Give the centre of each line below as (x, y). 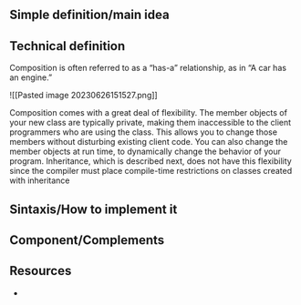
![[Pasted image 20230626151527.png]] (83, 96)
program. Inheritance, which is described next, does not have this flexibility (150, 161)
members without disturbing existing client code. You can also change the (149, 142)
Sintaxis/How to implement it (93, 209)
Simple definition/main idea (90, 15)
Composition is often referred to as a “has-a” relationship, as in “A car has (148, 68)
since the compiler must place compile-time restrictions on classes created (151, 171)
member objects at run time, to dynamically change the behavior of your (145, 152)
